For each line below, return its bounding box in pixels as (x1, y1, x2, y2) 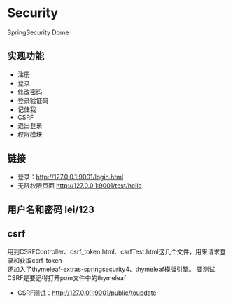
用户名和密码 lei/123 (7, 203, 94, 215)
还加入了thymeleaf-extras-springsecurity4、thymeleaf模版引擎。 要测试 (7, 265, 216, 273)
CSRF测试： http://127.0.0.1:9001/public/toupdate (17, 289, 157, 297)
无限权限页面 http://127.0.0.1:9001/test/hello (17, 181, 142, 190)
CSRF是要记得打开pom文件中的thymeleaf (7, 273, 127, 282)
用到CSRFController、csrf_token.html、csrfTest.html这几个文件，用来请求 (7, 247, 220, 256)
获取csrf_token (19, 256, 62, 264)
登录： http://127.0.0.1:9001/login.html (17, 172, 124, 181)
